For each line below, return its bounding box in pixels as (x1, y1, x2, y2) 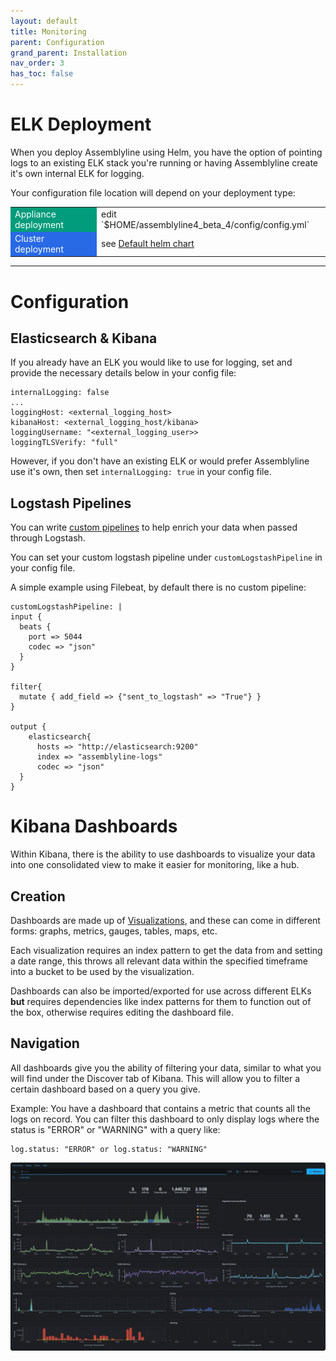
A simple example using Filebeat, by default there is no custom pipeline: (10, 581, 307, 594)
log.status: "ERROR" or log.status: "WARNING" (10, 1144, 208, 1154)
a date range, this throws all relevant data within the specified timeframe (10, 955, 308, 967)
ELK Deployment (10, 113, 152, 136)
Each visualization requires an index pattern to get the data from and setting (10, 945, 323, 956)
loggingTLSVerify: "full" (10, 438, 118, 448)
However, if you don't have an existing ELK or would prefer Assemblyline (10, 455, 310, 467)
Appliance (14, 208, 57, 220)
